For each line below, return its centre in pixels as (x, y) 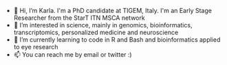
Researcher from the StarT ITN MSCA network (79, 18)
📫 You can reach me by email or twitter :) (73, 54)
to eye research (36, 47)
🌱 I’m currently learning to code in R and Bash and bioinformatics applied (117, 40)
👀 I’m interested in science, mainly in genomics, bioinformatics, (103, 25)
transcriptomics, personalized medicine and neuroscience (96, 32)
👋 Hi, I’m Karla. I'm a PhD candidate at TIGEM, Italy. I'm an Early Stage (112, 11)
